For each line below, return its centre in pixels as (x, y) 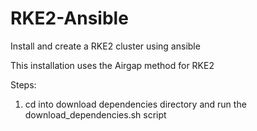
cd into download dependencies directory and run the (135, 104)
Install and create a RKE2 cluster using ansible (105, 46)
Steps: (23, 84)
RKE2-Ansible (69, 18)
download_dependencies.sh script (95, 114)
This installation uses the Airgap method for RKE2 (112, 65)
